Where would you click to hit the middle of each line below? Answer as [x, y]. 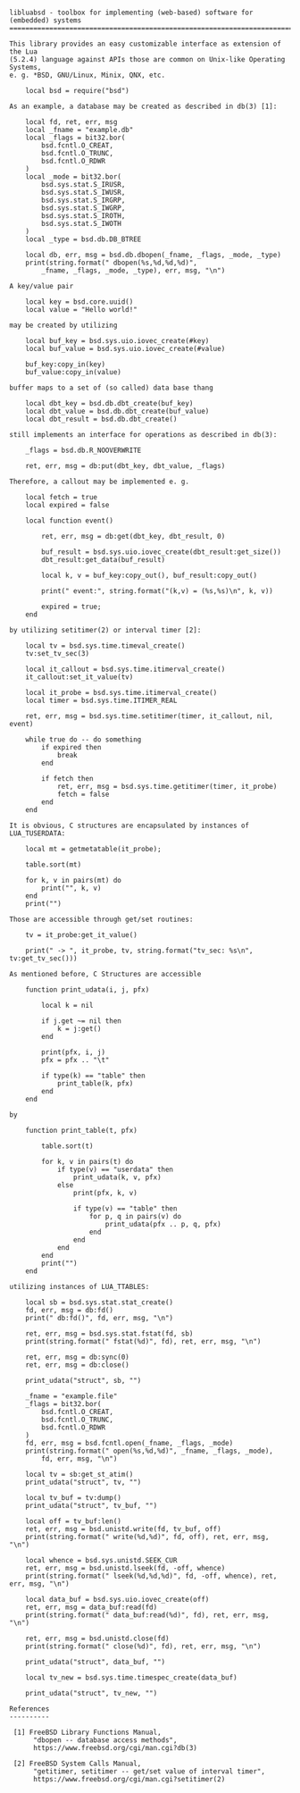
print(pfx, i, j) [73, 1052]
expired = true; [71, 607]
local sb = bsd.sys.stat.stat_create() [100, 1303]
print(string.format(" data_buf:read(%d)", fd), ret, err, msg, [147, 1615]
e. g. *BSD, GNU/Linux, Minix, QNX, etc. [87, 75]
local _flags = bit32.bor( [75, 138]
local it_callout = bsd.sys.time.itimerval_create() [125, 669]
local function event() [70, 521]
